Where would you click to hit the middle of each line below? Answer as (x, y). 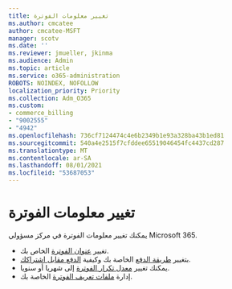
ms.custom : (26, 105)
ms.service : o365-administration (64, 76)
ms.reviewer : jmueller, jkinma (61, 53)
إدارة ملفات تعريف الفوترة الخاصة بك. (76, 276)
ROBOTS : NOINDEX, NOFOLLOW (53, 83)
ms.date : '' (28, 46)
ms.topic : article (39, 68)
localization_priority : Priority (64, 91)
